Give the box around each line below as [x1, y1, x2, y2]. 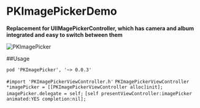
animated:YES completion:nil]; [6, 96, 87, 102]
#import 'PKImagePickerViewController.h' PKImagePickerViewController [6, 79, 190, 85]
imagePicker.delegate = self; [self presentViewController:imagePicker [6, 90, 192, 96]
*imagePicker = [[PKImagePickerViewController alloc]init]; [6, 84, 164, 90]
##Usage [6, 55, 30, 62]
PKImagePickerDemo [6, 4, 118, 18]
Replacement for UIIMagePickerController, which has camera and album [6, 25, 194, 32]
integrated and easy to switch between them [6, 31, 123, 38]
